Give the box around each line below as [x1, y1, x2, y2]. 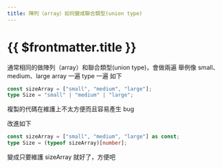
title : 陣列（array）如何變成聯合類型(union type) [7, 10, 143, 17]
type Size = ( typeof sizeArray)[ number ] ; [7, 140, 128, 147]
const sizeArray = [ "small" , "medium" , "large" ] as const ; [7, 133, 180, 141]
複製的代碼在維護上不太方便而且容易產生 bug [7, 105, 135, 113]
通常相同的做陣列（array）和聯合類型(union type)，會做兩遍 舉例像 [7, 63, 197, 71]
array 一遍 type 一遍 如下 [51, 71, 122, 80]
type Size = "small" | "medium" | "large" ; [7, 92, 134, 99]
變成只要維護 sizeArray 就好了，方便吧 [7, 153, 115, 161]
